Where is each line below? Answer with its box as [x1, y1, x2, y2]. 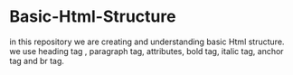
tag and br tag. [9, 55, 65, 66]
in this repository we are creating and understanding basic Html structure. [9, 36, 285, 47]
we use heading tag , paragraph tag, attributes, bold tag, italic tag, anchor [9, 45, 284, 56]
